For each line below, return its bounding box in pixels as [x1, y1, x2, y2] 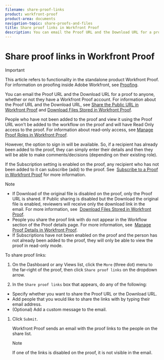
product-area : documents [5, 16, 56, 21]
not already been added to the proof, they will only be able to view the [12, 237, 153, 243]
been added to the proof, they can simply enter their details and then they [5, 146, 153, 152]
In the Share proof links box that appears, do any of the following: [12, 281, 147, 287]
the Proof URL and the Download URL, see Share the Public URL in [5, 101, 139, 108]
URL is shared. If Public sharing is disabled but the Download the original [12, 196, 159, 202]
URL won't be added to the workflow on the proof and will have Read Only [5, 121, 154, 127]
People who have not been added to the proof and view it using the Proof [5, 116, 153, 122]
